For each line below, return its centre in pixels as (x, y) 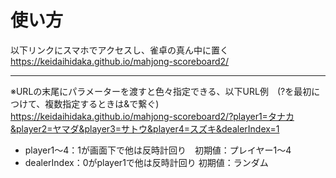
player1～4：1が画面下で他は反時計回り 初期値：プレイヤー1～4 (158, 150)
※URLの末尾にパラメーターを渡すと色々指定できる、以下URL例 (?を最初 (161, 91)
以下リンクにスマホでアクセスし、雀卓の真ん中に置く (119, 50)
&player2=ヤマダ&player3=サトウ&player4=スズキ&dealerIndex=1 (145, 128)
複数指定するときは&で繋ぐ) (102, 103)
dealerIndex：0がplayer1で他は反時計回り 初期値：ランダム (146, 162)
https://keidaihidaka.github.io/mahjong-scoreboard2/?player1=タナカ (152, 116)
